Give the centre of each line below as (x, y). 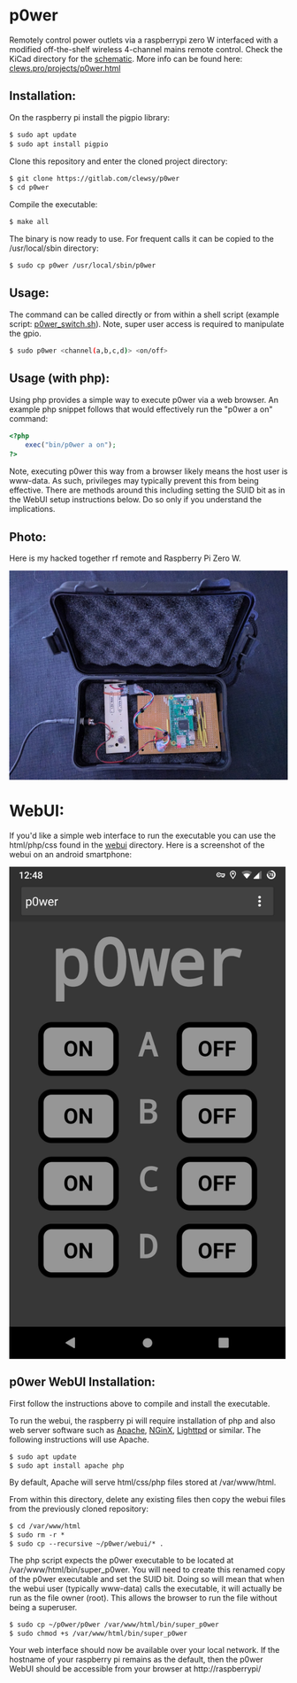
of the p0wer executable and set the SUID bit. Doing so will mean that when (147, 1578)
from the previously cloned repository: (79, 1508)
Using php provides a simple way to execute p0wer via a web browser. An (144, 399)
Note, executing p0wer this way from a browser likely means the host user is (148, 471)
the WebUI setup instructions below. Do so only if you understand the (136, 500)
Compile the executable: (53, 205)
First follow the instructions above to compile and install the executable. (140, 1403)
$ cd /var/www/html (45, 1526)
